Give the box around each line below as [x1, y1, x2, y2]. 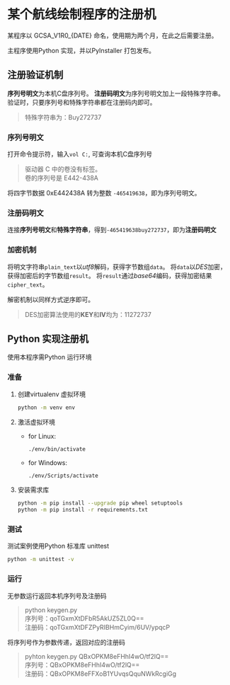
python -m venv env [17, 404, 76, 411]
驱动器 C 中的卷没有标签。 [24, 165, 101, 173]
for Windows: [28, 458, 68, 467]
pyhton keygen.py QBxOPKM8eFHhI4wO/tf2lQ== [24, 652, 169, 660]
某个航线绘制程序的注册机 [7, 6, 157, 23]
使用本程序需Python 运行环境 [7, 353, 92, 362]
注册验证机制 [7, 69, 64, 81]
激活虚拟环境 [17, 418, 55, 426]
